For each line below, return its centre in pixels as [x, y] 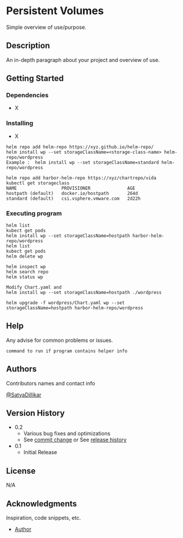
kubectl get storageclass [38, 183]
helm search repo [27, 272]
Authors [21, 369]
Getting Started [35, 79]
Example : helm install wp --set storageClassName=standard [83, 162]
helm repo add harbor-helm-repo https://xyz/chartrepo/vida [81, 178]
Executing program [34, 213]
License [21, 471]
